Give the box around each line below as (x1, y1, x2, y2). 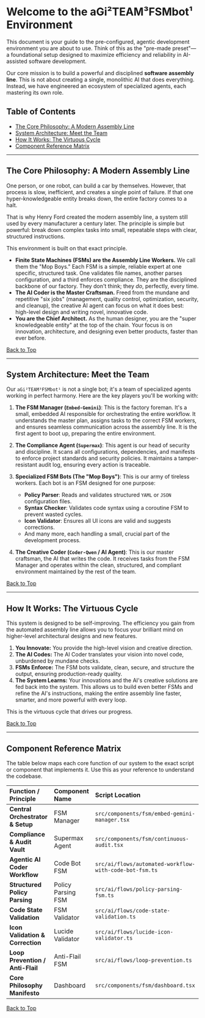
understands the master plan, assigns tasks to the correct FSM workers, (15, 417, 197, 424)
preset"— (172, 45, 196, 52)
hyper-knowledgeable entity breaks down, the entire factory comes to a (6, 195, 187, 202)
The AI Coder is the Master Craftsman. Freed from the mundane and (15, 289, 190, 296)
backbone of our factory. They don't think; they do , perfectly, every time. (15, 282, 199, 289)
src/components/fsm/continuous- (95, 835, 189, 842)
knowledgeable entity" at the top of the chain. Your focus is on (15, 321, 173, 329)
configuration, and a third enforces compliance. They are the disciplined (15, 275, 197, 283)
